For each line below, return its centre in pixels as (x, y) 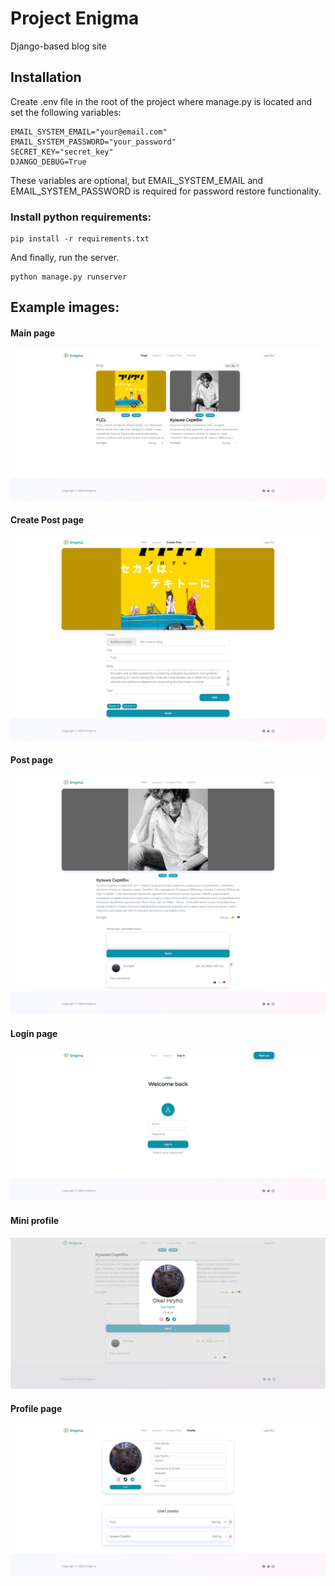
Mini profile (35, 1220)
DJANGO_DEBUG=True (48, 162)
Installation (46, 77)
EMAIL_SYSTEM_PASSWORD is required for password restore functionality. (166, 191)
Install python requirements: (81, 217)
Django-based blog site (58, 46)
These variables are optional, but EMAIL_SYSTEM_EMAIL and (137, 180)
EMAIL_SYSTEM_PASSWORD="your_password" (93, 142)
